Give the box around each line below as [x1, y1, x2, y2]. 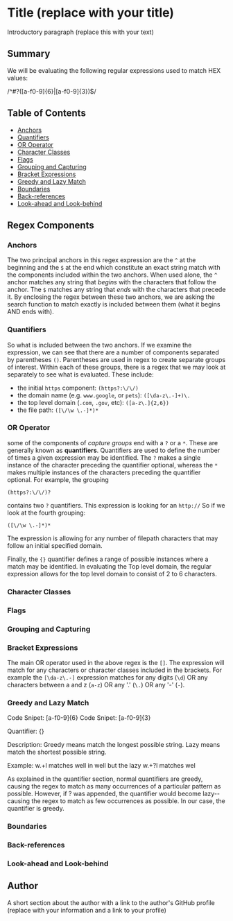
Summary [7, 48, 51, 60]
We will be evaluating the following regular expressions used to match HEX [7, 66, 221, 74]
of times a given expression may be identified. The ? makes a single [7, 453, 201, 462]
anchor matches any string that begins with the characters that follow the [7, 278, 216, 286]
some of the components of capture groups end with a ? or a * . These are [7, 438, 218, 447]
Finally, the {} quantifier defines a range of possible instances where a [7, 555, 209, 563]
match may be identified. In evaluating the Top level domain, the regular [7, 562, 212, 570]
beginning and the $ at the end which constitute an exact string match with [7, 264, 221, 272]
